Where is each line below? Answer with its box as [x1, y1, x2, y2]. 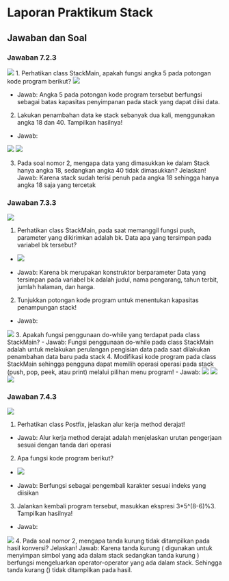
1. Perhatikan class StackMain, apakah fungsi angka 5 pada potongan [15, 69, 211, 77]
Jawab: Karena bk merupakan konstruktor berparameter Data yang [16, 269, 206, 277]
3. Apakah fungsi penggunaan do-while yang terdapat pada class [15, 331, 200, 339]
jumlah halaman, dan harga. [16, 283, 96, 291]
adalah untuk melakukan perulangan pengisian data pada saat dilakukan [7, 345, 211, 354]
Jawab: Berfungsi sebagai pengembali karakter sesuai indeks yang [16, 482, 206, 490]
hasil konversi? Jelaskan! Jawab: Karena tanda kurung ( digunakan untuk [7, 544, 213, 552]
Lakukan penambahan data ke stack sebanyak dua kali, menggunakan [16, 111, 215, 119]
